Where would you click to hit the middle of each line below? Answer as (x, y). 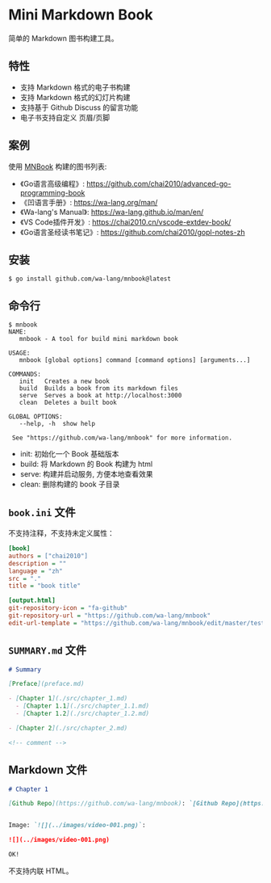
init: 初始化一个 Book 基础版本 (69, 454)
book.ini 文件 (42, 512)
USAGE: (19, 353)
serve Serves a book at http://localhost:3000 (100, 396)
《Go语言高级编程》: (52, 183)
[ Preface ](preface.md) (46, 684)
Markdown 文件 (48, 770)
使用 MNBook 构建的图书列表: (58, 166)
